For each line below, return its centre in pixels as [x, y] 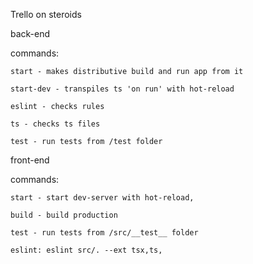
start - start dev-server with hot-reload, [102, 198]
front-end [30, 160]
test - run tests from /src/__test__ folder [104, 233]
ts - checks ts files [55, 124]
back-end [30, 33]
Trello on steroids [46, 14]
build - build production [64, 215]
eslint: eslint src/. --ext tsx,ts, [86, 250]
